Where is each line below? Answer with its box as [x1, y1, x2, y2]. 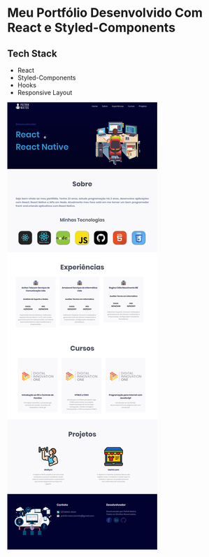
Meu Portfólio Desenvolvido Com [7, 5, 203, 21]
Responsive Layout [17, 89, 73, 96]
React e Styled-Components [7, 20, 176, 36]
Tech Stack [7, 48, 57, 59]
